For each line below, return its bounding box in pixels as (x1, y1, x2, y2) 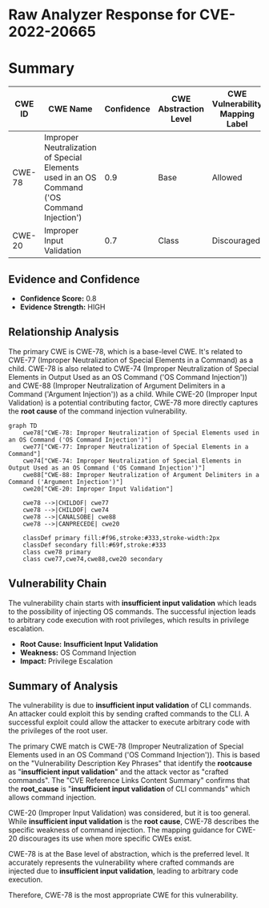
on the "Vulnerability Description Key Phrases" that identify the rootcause (8, 759, 252, 769)
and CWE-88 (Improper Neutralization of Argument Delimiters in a (8, 381, 226, 390)
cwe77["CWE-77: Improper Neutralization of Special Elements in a (22, 442, 249, 450)
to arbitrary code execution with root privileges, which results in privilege (8, 615, 250, 624)
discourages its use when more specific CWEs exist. (18, 833, 192, 843)
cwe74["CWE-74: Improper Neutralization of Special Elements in (22, 457, 242, 465)
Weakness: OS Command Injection (19, 648, 137, 657)
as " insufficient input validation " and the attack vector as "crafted (8, 767, 229, 777)
